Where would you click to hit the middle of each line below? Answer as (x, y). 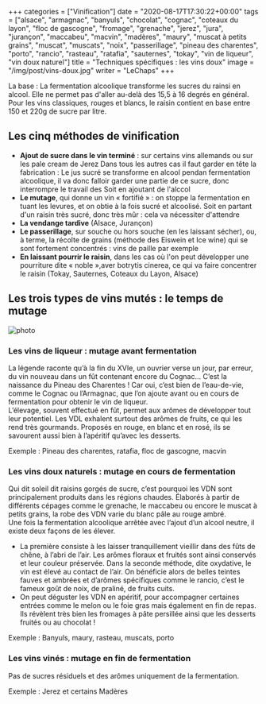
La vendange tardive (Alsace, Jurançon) (86, 222)
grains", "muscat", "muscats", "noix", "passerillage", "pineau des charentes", (133, 45)
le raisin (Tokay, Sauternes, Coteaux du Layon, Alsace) (109, 273)
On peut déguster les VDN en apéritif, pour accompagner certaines (129, 597)
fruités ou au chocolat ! (58, 622)
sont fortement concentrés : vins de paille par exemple (109, 248)
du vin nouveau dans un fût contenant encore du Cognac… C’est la (118, 376)
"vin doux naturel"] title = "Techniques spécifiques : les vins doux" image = (131, 62)
